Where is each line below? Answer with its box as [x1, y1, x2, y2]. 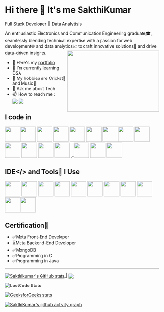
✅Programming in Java [12, 258, 59, 264]
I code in [5, 113, 32, 122]
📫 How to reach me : [12, 91, 55, 97]
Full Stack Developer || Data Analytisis [5, 21, 82, 26]
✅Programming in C [12, 253, 53, 259]
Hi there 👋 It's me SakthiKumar [5, 4, 132, 16]
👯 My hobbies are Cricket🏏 [12, 75, 66, 81]
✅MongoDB [12, 247, 37, 253]
